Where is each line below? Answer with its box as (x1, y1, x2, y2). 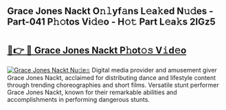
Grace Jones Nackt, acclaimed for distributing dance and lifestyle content (7, 74, 216, 81)
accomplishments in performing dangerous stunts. (7, 96, 150, 103)
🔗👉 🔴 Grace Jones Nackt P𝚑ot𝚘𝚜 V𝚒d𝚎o (7, 44, 187, 56)
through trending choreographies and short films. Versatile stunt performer (7, 81, 219, 89)
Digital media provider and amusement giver (91, 66, 218, 74)
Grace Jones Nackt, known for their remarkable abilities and (7, 88, 177, 96)
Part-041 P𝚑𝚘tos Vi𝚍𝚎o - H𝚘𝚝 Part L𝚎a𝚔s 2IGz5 (7, 16, 216, 28)
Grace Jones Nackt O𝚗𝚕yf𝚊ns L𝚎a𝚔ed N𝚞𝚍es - (7, 5, 214, 17)
